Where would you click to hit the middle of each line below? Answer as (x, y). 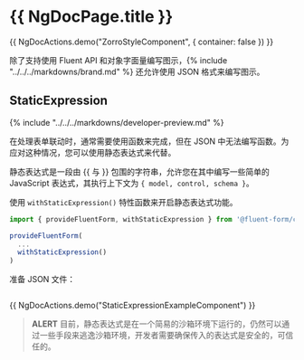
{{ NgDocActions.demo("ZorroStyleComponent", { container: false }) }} (142, 42)
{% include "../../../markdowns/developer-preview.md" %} (117, 122)
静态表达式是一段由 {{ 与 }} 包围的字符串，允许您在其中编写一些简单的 (139, 171)
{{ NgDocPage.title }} (91, 17)
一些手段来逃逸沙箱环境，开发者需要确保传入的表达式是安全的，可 (162, 336)
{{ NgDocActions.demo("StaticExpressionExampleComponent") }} (133, 306)
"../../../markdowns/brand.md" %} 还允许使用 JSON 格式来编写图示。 (137, 71)
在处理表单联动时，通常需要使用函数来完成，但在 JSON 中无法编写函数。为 (149, 141)
